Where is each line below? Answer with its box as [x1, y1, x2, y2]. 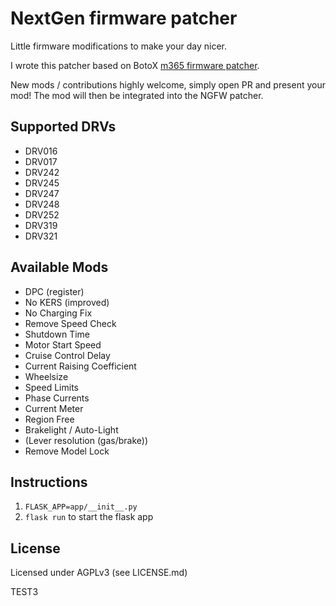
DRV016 [24, 145, 58, 157]
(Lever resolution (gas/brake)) [24, 434, 149, 446]
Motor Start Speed [24, 338, 102, 351]
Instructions [10, 473, 88, 491]
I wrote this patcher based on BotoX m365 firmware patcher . [10, 59, 260, 71]
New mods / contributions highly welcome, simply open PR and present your [10, 78, 326, 91]
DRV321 [24, 230, 58, 242]
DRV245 [24, 177, 60, 189]
